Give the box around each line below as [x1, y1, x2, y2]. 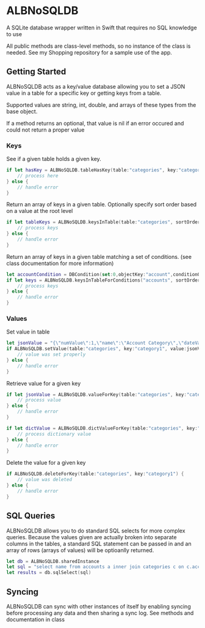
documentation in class [6, 616, 65, 623]
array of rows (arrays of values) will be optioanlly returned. [6, 546, 154, 554]
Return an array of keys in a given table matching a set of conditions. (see [6, 253, 192, 260]
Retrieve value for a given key [6, 379, 81, 387]
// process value [17, 397, 62, 403]
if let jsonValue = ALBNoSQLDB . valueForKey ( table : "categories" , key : [6, 391, 187, 398]
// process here [17, 173, 59, 179]
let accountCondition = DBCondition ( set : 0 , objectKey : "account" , [6, 271, 173, 277]
